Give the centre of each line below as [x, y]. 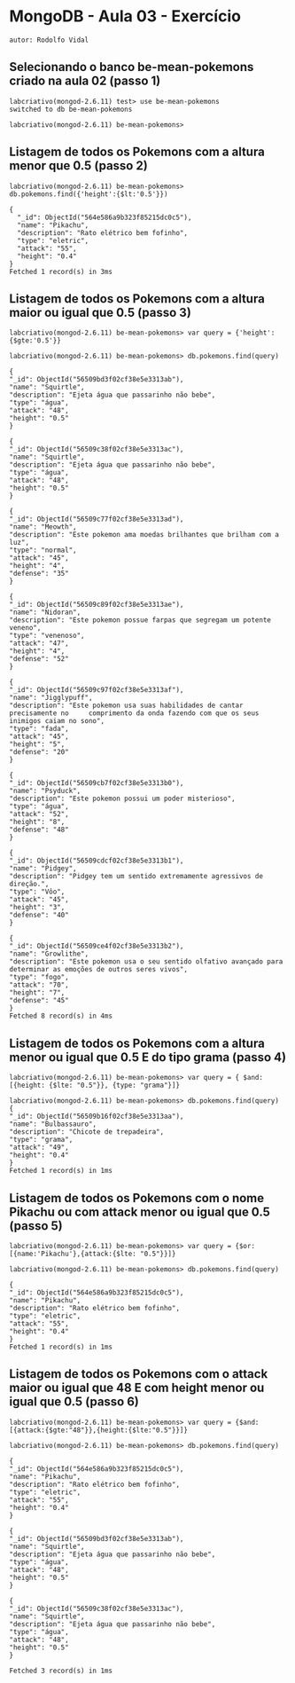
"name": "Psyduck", [45, 791]
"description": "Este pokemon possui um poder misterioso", [123, 799]
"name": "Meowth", [43, 527]
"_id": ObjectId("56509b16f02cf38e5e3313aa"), [97, 1117]
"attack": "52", [39, 814]
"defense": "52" [39, 659]
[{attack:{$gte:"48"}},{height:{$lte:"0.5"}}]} [99, 1430]
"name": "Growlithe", [49, 954]
